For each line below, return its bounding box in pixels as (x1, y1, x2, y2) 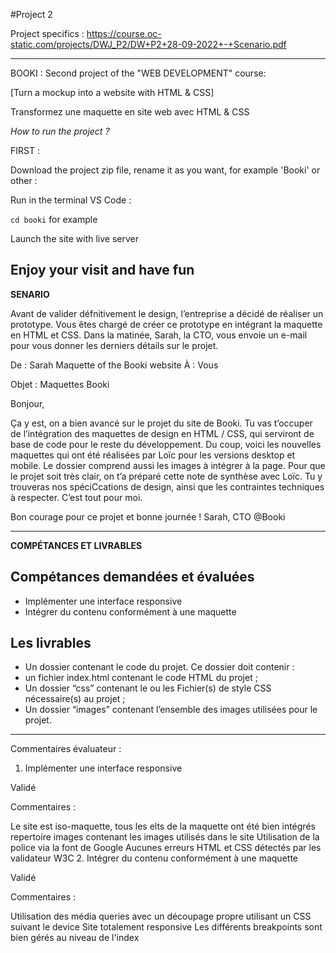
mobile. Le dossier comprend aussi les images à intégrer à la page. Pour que (10, 459, 326, 471)
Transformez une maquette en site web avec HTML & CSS (10, 106, 250, 118)
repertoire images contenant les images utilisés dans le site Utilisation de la (10, 831, 320, 843)
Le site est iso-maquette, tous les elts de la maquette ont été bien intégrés (10, 820, 316, 833)
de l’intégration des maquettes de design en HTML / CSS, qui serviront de (10, 427, 315, 439)
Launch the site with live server (10, 233, 140, 244)
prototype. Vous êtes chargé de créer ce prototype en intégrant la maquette (10, 318, 323, 330)
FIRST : (10, 145, 40, 156)
